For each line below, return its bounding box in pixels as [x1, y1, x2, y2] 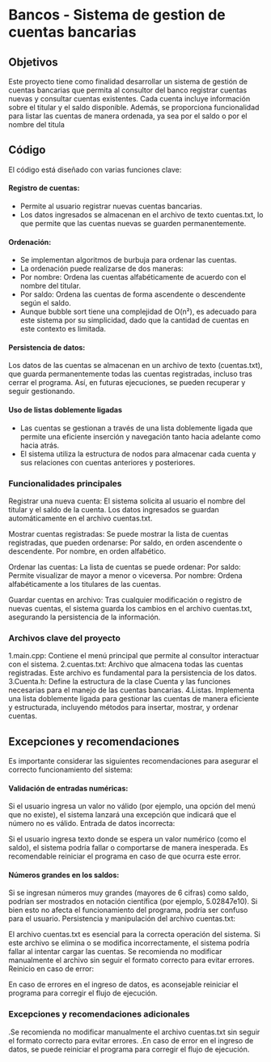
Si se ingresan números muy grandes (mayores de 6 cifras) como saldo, [8, 888, 249, 897]
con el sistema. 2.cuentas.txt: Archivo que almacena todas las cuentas [8, 659, 243, 670]
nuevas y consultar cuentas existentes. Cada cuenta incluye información [8, 94, 251, 103]
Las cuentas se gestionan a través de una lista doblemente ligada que [19, 423, 253, 433]
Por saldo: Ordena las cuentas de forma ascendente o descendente [19, 289, 246, 299]
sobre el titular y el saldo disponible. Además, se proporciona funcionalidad [8, 103, 260, 112]
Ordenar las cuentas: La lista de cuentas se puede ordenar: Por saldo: [8, 562, 241, 572]
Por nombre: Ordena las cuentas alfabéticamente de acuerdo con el [19, 272, 247, 282]
